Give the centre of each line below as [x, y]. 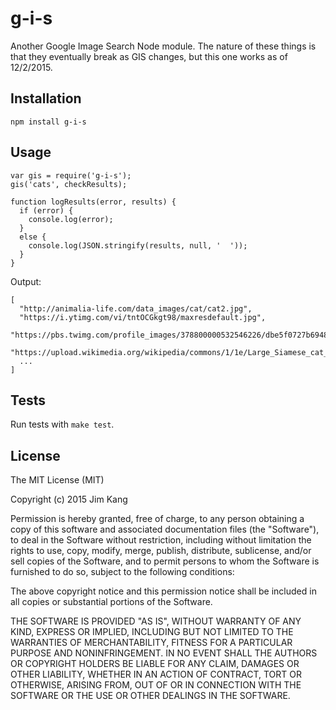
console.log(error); [71, 219]
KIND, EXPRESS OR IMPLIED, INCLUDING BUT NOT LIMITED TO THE [152, 632]
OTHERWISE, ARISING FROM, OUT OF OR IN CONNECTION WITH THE [156, 685]
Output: [26, 281]
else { [33, 237]
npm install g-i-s [48, 122]
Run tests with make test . [62, 424]
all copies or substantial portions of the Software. [111, 602]
